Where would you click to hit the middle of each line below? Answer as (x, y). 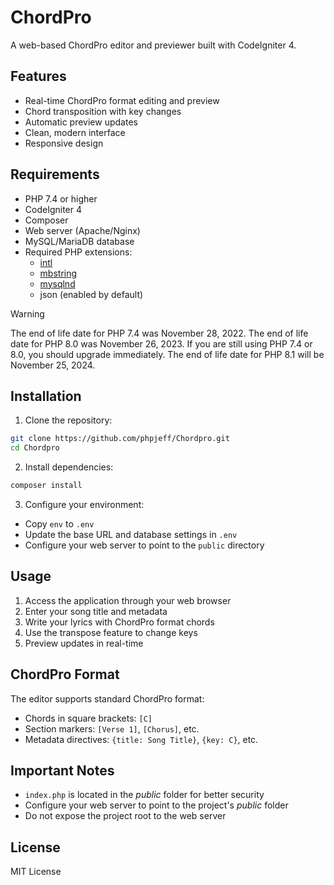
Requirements (55, 174)
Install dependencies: (69, 467)
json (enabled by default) (91, 294)
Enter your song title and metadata (96, 611)
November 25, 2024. (53, 365)
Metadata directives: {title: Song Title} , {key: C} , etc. (141, 739)
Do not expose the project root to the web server (125, 816)
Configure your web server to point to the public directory (144, 545)
